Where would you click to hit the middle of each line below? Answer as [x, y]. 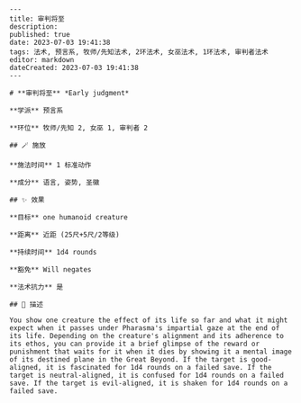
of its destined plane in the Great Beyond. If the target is [128, 360]
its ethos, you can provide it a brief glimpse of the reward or [134, 344]
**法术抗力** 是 [36, 287]
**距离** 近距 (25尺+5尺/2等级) [64, 235]
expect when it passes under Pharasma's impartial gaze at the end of [145, 328]
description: [34, 27]
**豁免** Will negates [50, 270]
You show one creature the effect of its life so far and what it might [149, 320]
